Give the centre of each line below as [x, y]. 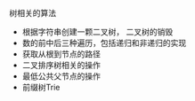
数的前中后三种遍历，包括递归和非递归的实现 [104, 43]
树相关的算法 [32, 13]
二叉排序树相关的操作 [61, 65]
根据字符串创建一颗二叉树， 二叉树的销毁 [97, 32]
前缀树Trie [41, 87]
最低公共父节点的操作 [61, 76]
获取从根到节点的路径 [61, 54]
